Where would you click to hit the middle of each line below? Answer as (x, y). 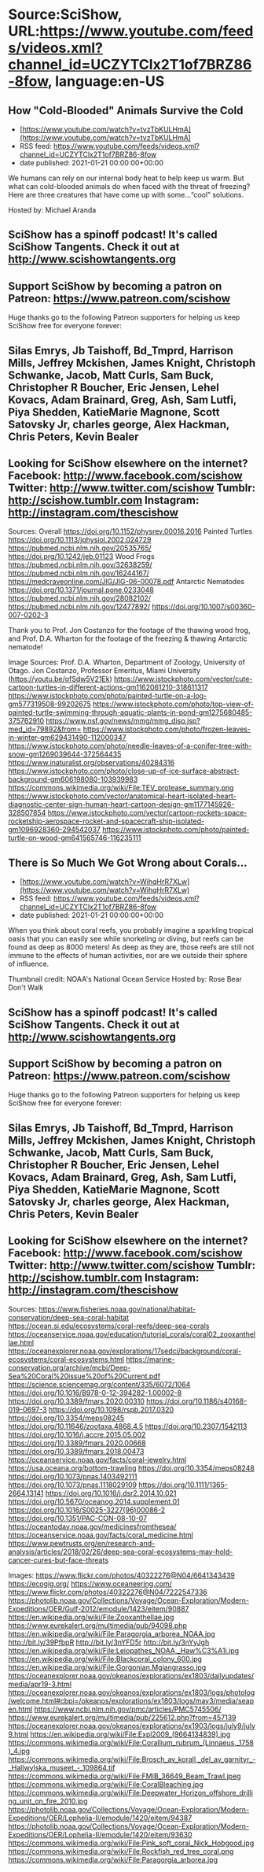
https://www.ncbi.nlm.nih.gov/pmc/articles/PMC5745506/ (128, 1709)
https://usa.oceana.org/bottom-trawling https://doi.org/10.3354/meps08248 (132, 1468)
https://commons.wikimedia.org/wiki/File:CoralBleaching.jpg (106, 1784)
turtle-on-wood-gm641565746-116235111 (75, 838)
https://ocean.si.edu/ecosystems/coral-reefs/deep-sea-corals (109, 1326)
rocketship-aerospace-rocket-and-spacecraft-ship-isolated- (106, 821)
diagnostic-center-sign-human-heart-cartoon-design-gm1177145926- (121, 805)
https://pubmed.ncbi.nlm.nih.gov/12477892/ (79, 607)
